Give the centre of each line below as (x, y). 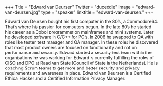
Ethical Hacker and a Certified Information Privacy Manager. (65, 78)
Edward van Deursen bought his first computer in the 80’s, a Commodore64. (81, 22)
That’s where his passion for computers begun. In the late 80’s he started (78, 27)
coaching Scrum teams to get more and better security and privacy (72, 68)
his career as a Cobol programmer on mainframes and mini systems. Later (79, 32)
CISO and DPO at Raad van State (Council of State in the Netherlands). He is (81, 63)
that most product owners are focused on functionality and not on (71, 47)
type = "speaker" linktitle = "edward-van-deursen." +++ (98, 12)
